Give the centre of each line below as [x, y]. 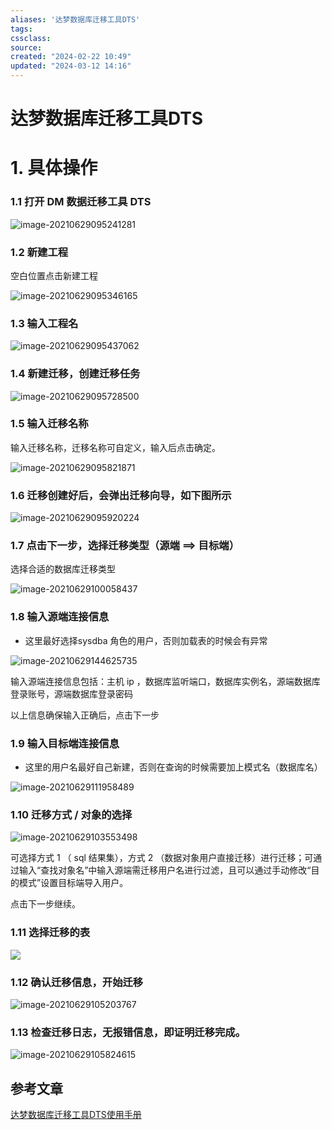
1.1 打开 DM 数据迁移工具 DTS [81, 202]
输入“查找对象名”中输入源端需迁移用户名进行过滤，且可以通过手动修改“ [165, 870]
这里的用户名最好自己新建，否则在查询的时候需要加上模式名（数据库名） [173, 767]
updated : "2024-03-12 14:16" [71, 66]
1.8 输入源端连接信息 [60, 617]
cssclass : [31, 38]
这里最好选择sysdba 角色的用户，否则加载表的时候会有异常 [146, 640]
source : [26, 47]
